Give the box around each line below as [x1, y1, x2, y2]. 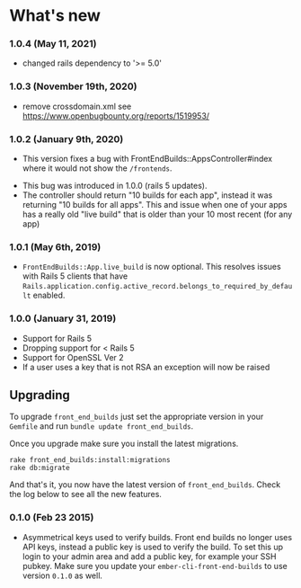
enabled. [32, 290, 66, 301]
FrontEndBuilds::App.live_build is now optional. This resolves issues [22, 262, 281, 272]
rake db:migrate [9, 464, 70, 473]
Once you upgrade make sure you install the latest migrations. [9, 438, 239, 450]
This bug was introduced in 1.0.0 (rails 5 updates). [22, 181, 208, 192]
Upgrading [9, 388, 70, 403]
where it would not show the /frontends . [22, 163, 173, 174]
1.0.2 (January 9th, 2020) [9, 132, 124, 145]
